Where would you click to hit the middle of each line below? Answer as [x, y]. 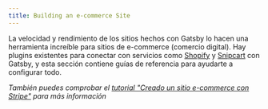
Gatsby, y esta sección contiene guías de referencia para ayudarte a [121, 64]
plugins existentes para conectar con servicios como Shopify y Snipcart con [134, 55]
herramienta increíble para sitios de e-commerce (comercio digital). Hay [127, 47]
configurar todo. [35, 72]
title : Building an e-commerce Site [69, 16]
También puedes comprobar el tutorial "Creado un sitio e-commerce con [129, 88]
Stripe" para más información [57, 95]
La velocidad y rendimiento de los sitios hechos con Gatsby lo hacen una [128, 38]
